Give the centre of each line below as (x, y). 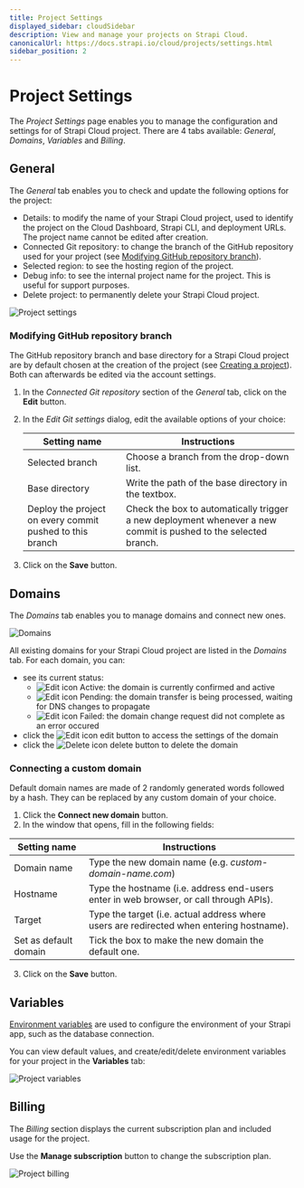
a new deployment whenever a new (202, 520)
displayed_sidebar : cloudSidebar (72, 26)
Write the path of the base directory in (207, 483)
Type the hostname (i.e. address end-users (181, 889)
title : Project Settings (56, 18)
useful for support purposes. (76, 285)
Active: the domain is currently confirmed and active (178, 687)
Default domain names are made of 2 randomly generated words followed (147, 788)
